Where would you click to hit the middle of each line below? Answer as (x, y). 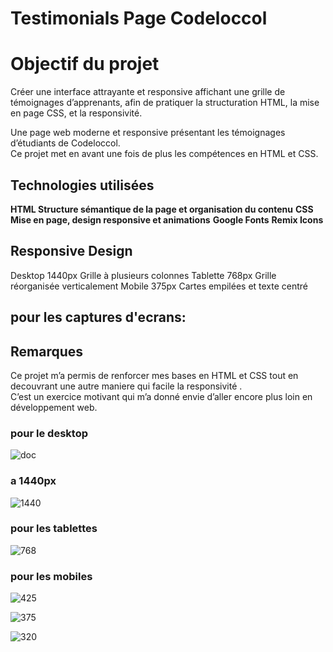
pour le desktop (49, 433)
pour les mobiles (51, 576)
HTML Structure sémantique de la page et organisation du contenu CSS (162, 209)
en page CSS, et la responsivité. (76, 113)
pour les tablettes (54, 529)
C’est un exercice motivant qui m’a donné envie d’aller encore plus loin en (161, 396)
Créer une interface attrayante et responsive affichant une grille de (148, 92)
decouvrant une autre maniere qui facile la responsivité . (126, 386)
